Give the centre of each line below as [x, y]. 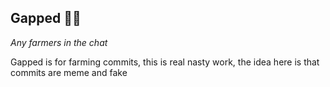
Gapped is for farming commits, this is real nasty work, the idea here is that [165, 62]
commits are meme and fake [69, 72]
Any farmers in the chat [59, 42]
